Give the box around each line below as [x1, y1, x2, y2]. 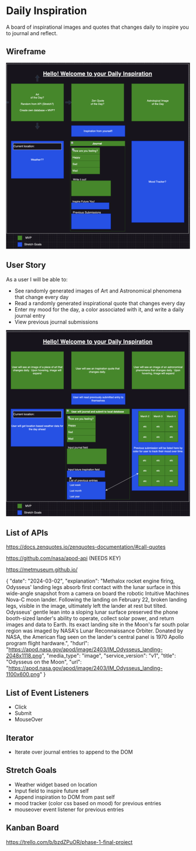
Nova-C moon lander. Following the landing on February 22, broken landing [6, 596, 187, 603]
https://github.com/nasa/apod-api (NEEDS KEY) [6, 555, 121, 562]
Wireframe [6, 47, 46, 57]
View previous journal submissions [14, 318, 99, 325]
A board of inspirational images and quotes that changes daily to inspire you [6, 23, 190, 30]
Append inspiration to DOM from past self [14, 793, 115, 801]
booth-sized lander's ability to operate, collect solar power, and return [6, 615, 174, 622]
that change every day [14, 293, 69, 300]
